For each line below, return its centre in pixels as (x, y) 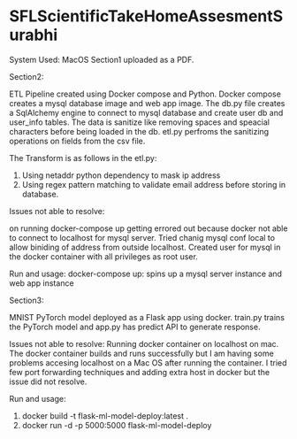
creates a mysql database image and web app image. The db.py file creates (147, 103)
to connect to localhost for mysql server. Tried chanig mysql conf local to (142, 237)
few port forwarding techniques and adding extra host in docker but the (140, 372)
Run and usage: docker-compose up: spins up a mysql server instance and (146, 273)
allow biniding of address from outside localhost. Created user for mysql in (145, 247)
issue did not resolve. (48, 381)
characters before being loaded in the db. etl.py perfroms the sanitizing (139, 131)
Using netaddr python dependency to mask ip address (121, 175)
